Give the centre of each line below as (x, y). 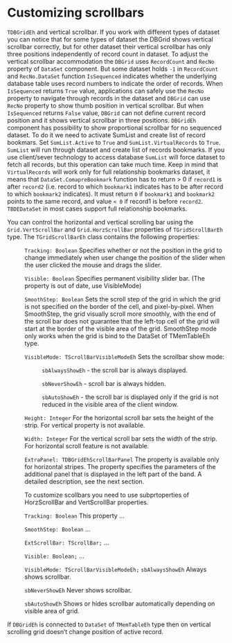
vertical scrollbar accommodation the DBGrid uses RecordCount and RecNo (111, 61)
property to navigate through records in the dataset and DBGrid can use (109, 98)
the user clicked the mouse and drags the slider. (93, 265)
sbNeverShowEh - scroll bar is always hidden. (104, 383)
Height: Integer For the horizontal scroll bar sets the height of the (119, 418)
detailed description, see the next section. (84, 481)
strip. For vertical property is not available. (85, 425)
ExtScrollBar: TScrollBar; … (67, 543)
